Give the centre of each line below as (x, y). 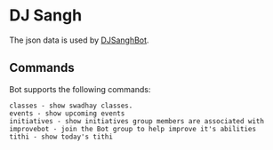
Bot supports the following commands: (80, 89)
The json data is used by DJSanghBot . (79, 40)
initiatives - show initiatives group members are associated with (137, 121)
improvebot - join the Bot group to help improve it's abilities (132, 129)
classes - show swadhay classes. (71, 106)
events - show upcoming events (67, 113)
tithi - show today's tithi (61, 137)
